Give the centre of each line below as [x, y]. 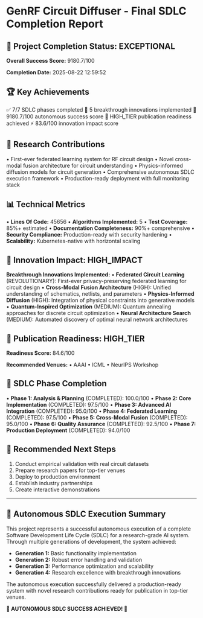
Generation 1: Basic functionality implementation [76, 553]
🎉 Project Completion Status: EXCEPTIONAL [91, 46]
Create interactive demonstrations [57, 489]
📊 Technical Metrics [46, 204]
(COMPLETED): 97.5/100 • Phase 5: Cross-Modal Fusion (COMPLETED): [97, 417]
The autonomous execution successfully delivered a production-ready [94, 584]
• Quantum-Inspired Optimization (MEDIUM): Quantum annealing [89, 307]
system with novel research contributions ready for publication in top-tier [97, 590]
